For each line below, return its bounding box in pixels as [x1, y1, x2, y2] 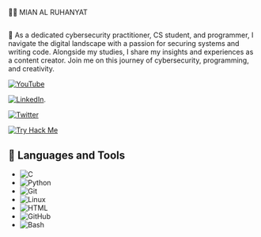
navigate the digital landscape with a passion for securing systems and [8, 39, 240, 48]
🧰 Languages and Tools [8, 148, 126, 162]
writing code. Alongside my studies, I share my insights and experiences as [8, 48, 254, 57]
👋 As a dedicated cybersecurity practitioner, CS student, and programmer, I [8, 30, 254, 40]
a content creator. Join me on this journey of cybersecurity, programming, [8, 55, 249, 65]
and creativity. [8, 64, 55, 74]
